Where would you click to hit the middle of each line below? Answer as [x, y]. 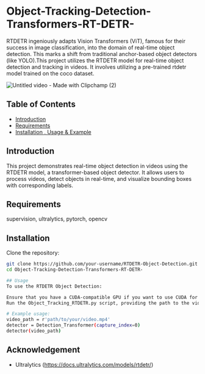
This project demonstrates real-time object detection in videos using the [97, 166]
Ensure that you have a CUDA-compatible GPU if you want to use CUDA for [102, 297]
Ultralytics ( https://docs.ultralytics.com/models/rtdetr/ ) [84, 364]
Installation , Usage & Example [53, 132]
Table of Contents [41, 104]
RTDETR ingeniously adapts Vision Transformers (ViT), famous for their [96, 41]
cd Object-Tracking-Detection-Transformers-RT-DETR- [75, 270]
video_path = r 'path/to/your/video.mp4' [59, 320]
